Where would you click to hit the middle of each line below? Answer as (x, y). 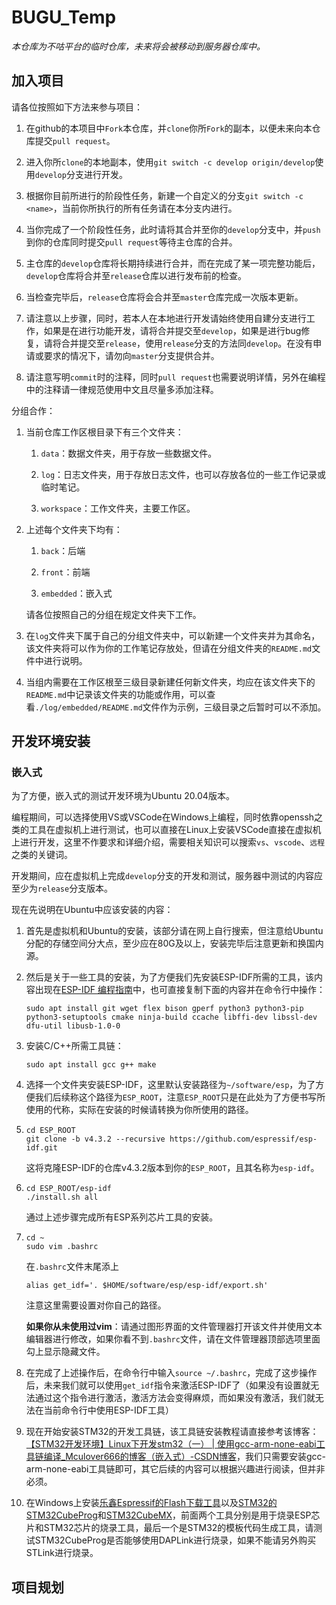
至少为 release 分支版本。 (62, 888)
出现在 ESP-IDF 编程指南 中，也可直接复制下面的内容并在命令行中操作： (180, 990)
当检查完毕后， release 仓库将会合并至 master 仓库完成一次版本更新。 (164, 297)
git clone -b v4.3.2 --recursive (95, 1139)
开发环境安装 (51, 741)
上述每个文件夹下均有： (74, 529)
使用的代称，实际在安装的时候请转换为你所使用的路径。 (139, 1110)
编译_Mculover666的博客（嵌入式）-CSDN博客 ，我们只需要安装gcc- (185, 1457)
